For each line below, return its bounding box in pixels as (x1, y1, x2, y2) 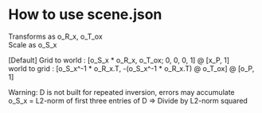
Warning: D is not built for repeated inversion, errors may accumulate (8, 87, 235, 96)
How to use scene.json (8, 6, 162, 24)
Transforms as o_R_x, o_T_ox (8, 32, 104, 41)
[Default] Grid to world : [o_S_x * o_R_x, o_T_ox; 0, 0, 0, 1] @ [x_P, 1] (8, 55, 229, 65)
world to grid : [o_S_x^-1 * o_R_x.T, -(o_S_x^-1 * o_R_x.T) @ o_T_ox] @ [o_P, (8, 63, 255, 73)
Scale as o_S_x (8, 40, 57, 49)
